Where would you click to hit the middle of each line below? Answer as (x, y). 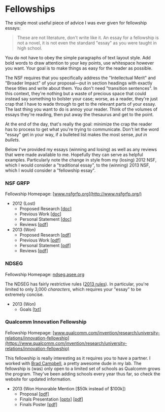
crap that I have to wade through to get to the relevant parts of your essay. (81, 104)
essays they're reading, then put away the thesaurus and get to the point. (80, 114)
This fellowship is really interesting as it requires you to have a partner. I (78, 358)
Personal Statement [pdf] (45, 246)
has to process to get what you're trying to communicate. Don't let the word (82, 129)
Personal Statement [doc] (46, 219)
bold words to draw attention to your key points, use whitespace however (80, 63)
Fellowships (30, 9)
